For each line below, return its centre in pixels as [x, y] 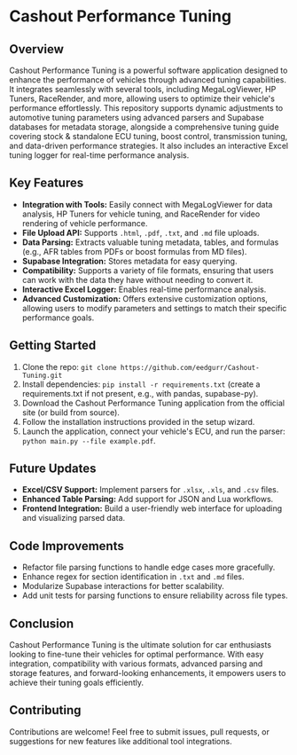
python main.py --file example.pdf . [89, 440]
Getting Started [53, 346]
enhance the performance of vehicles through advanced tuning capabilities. [148, 80]
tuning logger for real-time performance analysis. [99, 155]
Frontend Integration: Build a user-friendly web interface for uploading [152, 508]
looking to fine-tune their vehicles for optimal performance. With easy [137, 655]
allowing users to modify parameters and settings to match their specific [154, 308]
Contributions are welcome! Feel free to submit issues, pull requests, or [140, 731]
